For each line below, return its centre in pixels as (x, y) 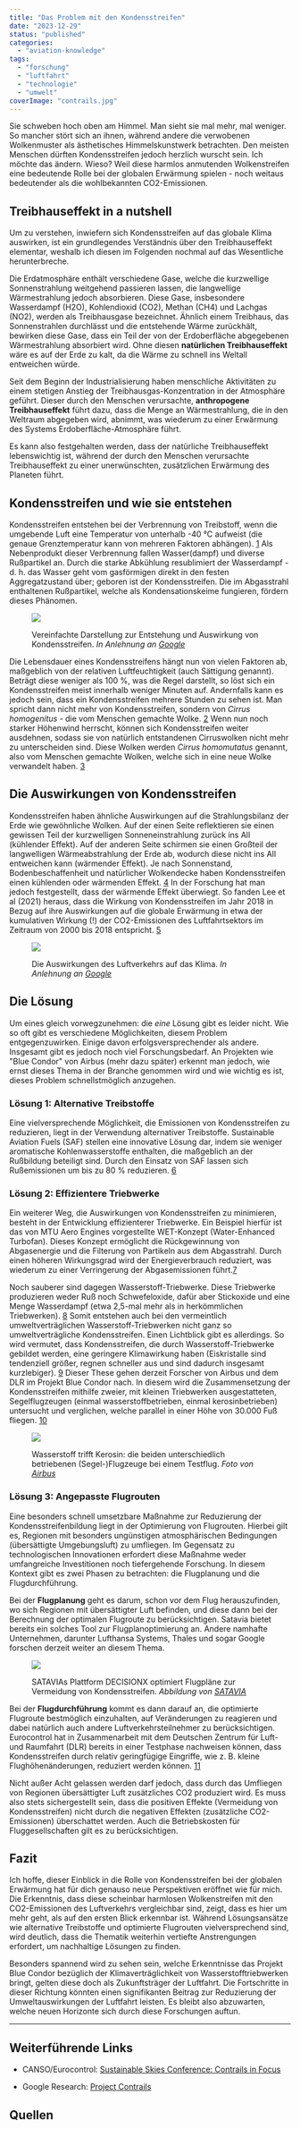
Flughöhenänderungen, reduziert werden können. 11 (105, 1765)
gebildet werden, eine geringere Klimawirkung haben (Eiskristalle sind (138, 1354)
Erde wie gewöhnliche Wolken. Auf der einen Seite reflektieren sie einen (142, 825)
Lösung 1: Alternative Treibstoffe (82, 1103)
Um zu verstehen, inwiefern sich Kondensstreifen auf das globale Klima (141, 233)
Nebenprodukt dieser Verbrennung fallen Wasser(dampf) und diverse (137, 553)
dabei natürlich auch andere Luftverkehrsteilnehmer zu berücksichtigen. (142, 1727)
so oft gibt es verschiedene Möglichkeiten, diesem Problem (118, 1032)
